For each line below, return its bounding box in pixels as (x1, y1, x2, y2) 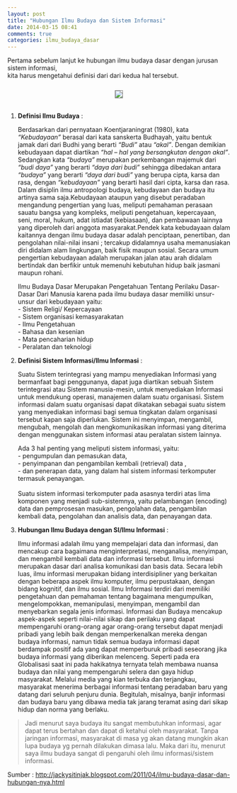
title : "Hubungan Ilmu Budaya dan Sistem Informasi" (7, 17, 166, 24)
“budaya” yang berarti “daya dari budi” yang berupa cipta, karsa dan (17, 171, 220, 179)
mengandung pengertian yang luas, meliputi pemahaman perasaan (17, 201, 214, 209)
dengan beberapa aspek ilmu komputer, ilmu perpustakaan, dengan (17, 577, 215, 586)
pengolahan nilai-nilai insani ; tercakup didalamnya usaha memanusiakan (17, 238, 231, 247)
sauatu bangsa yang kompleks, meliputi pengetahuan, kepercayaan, (17, 209, 217, 217)
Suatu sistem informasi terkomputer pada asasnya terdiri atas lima (17, 489, 211, 498)
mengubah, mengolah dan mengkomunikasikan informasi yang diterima (17, 423, 226, 431)
